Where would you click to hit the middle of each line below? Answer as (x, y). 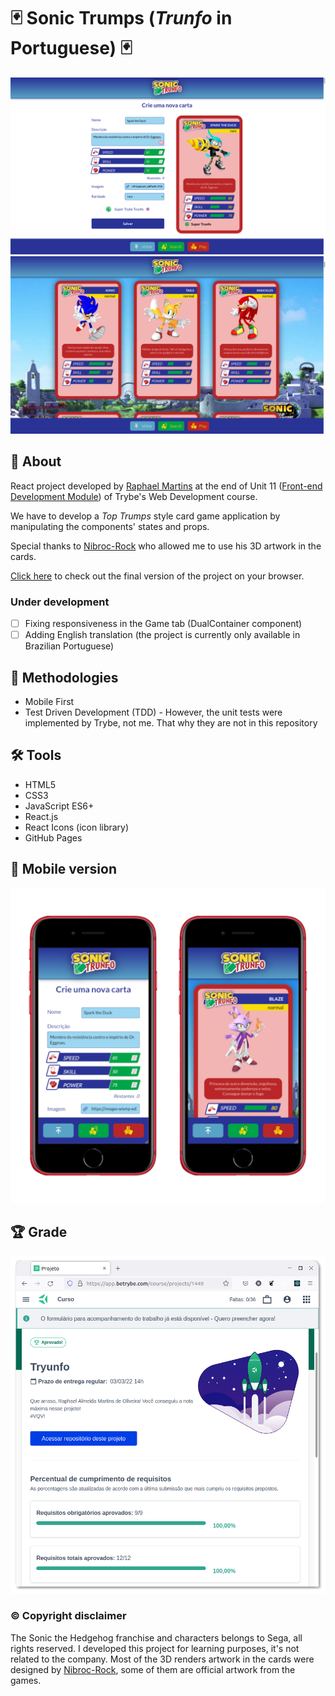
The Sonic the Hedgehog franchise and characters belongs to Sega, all (156, 1637)
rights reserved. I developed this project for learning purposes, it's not (155, 1648)
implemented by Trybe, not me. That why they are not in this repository (171, 722)
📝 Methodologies (64, 677)
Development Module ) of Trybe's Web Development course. (134, 496)
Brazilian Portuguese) (69, 646)
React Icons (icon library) (77, 827)
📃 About (36, 461)
